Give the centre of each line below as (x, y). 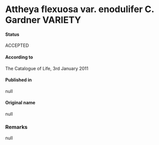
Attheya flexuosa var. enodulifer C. (80, 9)
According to (19, 57)
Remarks (16, 127)
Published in (18, 80)
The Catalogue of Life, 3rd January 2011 (47, 68)
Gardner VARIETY (43, 20)
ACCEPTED (17, 45)
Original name (20, 103)
